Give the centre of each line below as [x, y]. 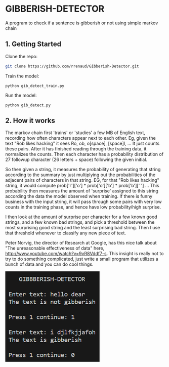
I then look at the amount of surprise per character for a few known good [81, 217]
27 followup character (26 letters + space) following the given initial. [76, 159]
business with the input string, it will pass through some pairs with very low [83, 202]
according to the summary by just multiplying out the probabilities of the [80, 175]
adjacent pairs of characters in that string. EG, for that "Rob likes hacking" [82, 180]
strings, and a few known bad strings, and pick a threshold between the [80, 222]
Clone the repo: [22, 56]
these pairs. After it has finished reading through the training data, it [76, 149]
